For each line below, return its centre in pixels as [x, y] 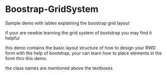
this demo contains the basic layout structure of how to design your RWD [80, 47]
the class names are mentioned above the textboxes [59, 68]
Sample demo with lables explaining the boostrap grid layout [67, 23]
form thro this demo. [26, 58]
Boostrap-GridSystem [52, 9]
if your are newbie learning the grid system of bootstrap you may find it [78, 32]
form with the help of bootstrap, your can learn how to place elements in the [84, 53]
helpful [12, 38]
